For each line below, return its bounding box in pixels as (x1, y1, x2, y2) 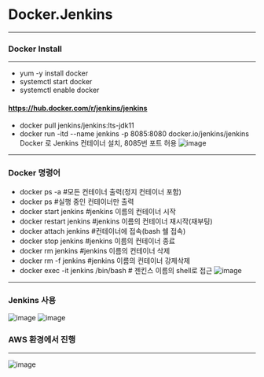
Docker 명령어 (8, 168, 61, 179)
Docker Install (8, 43, 63, 54)
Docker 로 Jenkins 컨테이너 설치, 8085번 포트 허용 (19, 139, 177, 148)
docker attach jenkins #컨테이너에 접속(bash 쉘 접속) (19, 226, 186, 235)
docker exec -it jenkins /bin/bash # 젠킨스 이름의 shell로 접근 (19, 265, 213, 275)
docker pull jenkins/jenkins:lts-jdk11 (19, 120, 135, 131)
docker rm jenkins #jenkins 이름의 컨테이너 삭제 (19, 246, 170, 255)
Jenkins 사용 (8, 294, 57, 305)
